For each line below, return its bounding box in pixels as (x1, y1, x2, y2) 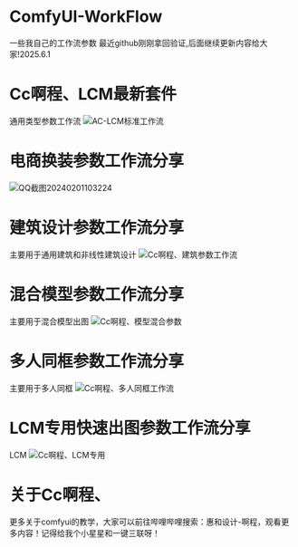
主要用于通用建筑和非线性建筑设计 (9, 249, 137, 260)
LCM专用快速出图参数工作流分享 (9, 417, 251, 438)
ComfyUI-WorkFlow (9, 6, 163, 27)
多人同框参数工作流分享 (9, 350, 185, 371)
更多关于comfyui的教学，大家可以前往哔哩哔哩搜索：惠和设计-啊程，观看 (9, 516, 282, 527)
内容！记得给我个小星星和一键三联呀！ (16, 527, 160, 538)
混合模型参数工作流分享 (9, 283, 185, 304)
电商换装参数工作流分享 (9, 151, 185, 171)
